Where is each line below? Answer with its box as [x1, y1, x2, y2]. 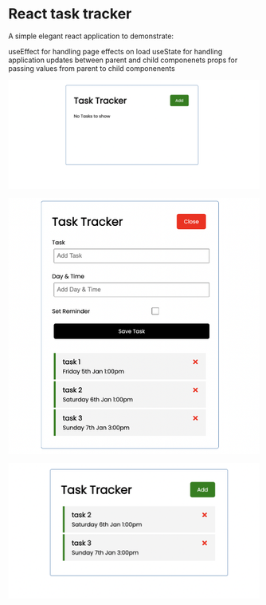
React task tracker [8, 5, 132, 23]
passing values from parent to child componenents [8, 63, 175, 73]
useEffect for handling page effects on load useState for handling [8, 46, 223, 56]
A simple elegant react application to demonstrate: [8, 31, 174, 41]
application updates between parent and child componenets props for [8, 55, 238, 65]
